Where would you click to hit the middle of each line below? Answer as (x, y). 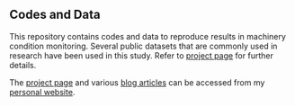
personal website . (42, 92)
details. (23, 65)
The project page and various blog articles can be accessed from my (137, 82)
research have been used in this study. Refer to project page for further (142, 55)
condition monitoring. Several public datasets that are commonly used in (143, 46)
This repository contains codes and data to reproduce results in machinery (147, 36)
